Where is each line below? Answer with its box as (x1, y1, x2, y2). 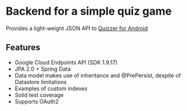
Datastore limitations (14, 78, 67, 85)
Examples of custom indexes (14, 85, 88, 92)
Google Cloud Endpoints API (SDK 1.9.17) (14, 58, 118, 66)
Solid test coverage (14, 91, 64, 99)
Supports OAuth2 (14, 98, 59, 105)
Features (6, 42, 40, 53)
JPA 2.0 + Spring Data (14, 65, 71, 72)
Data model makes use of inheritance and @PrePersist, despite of (14, 72, 181, 79)
